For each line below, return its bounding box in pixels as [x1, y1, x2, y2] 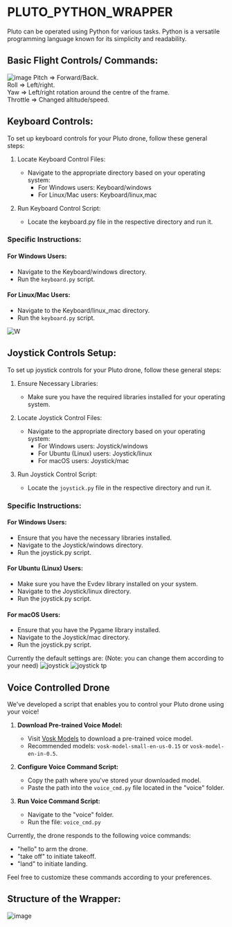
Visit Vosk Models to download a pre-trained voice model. [27, 734, 193, 743]
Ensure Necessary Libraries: [17, 379, 98, 387]
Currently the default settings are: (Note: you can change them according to [7, 654, 224, 663]
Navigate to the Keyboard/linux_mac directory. [17, 306, 150, 314]
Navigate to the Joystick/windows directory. [17, 540, 143, 549]
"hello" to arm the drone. [17, 845, 88, 853]
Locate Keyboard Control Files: [17, 154, 106, 163]
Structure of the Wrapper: [7, 893, 121, 905]
